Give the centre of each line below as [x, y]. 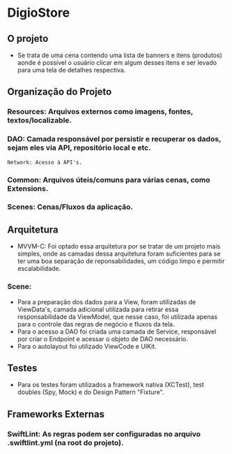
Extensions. [28, 188]
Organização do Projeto [60, 92]
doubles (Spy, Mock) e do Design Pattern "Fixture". [91, 392]
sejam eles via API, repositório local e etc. [79, 148]
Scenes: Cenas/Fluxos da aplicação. [70, 207]
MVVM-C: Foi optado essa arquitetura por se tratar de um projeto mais [119, 246]
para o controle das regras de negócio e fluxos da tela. [96, 324]
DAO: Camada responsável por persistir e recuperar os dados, [114, 139]
